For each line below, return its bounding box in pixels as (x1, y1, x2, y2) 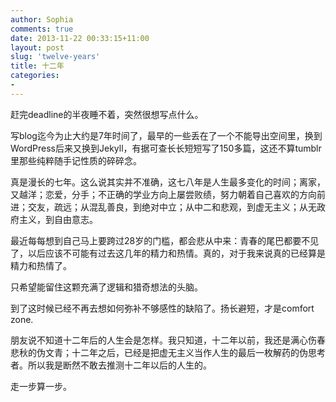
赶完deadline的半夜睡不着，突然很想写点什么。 (10, 108, 204, 120)
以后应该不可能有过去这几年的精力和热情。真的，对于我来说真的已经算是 (27, 247, 326, 259)
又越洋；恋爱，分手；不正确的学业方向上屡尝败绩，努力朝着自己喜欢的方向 (10, 188, 317, 200)
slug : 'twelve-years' (10, 52, 101, 62)
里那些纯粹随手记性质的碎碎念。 (10, 154, 142, 166)
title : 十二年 (10, 61, 65, 71)
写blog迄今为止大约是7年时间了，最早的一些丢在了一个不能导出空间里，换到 (10, 129, 323, 141)
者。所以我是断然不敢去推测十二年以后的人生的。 (10, 359, 212, 371)
